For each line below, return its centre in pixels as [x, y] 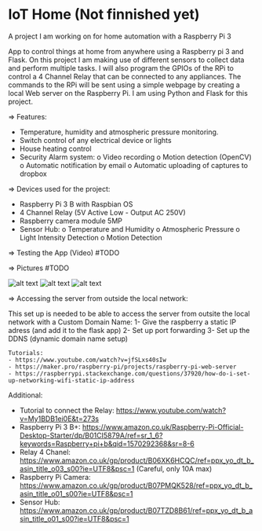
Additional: [25, 395]
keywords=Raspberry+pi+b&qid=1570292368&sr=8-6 [107, 443]
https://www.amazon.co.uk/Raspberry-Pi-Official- [163, 427]
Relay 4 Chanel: [45, 452]
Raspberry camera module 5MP [71, 221]
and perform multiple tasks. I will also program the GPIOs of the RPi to [121, 68]
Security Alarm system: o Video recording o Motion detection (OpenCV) [136, 157]
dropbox [33, 174]
